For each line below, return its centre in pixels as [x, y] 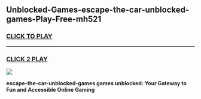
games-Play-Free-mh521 [54, 19]
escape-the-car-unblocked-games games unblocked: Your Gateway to [96, 83]
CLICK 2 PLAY [27, 59]
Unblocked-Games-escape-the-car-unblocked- [98, 10]
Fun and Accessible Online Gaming [51, 89]
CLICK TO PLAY [29, 37]
